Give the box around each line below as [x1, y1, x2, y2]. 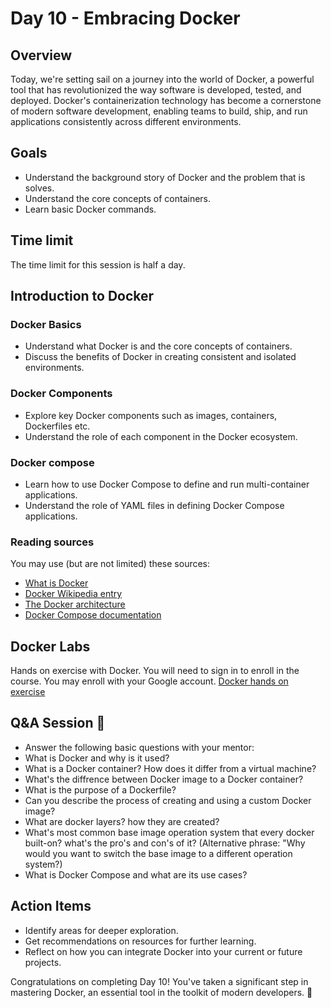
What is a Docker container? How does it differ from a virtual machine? [24, 762, 317, 774]
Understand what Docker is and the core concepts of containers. [24, 340, 293, 352]
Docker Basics [10, 317, 82, 331]
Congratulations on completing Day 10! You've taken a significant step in [10, 975, 309, 987]
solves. [24, 182, 55, 194]
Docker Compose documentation [24, 609, 162, 621]
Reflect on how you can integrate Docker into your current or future [24, 945, 303, 957]
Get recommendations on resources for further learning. [24, 935, 257, 947]
